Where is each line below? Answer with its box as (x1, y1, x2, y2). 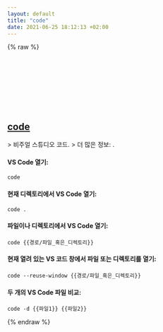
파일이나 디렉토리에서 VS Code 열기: (7, 222, 109, 230)
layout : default (7, 10, 55, 18)
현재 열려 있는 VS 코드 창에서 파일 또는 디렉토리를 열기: (7, 255, 157, 263)
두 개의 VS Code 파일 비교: (7, 287, 82, 297)
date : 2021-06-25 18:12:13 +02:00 (7, 23, 109, 30)
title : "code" (7, 17, 49, 24)
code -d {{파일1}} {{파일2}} (7, 305, 87, 313)
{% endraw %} (7, 318, 51, 326)
